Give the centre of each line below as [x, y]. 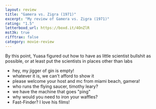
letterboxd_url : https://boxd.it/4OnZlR [48, 28]
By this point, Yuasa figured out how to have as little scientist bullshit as [78, 56]
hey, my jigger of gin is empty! [43, 71]
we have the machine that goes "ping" [51, 91]
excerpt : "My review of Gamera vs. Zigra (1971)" [57, 19]
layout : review [21, 10]
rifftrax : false [22, 37]
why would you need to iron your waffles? [55, 97]
